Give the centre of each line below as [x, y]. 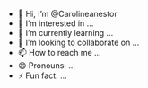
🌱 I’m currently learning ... [65, 33]
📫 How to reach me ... [59, 53]
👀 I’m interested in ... [56, 23]
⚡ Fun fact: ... [42, 75]
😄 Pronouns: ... [47, 66]
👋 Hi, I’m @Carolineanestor [68, 14]
